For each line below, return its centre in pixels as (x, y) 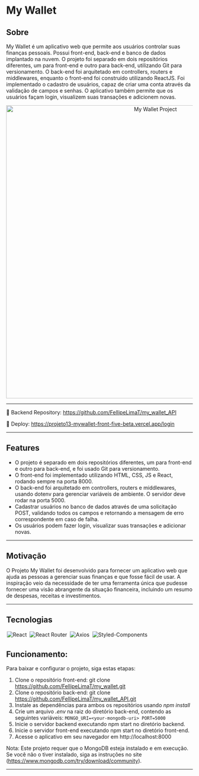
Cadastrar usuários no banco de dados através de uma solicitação (96, 506)
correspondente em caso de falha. (57, 519)
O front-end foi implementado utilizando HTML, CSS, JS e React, (94, 475)
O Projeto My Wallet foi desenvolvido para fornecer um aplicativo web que (97, 570)
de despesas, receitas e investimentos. (54, 596)
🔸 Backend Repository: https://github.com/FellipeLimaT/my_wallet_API (91, 412)
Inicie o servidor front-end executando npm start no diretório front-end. (102, 730)
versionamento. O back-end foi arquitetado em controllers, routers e (89, 72)
